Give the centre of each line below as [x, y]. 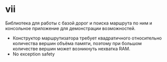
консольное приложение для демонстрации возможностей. [70, 28]
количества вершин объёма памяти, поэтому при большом [77, 43]
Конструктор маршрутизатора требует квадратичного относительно [87, 38]
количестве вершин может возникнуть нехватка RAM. [71, 48]
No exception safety [34, 54]
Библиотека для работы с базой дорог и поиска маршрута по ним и [79, 23]
